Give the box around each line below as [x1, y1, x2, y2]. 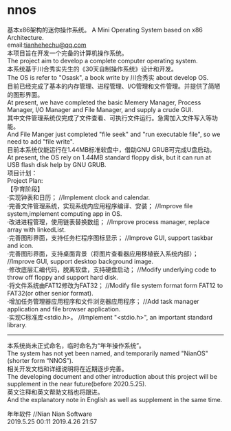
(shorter [7, 356, 30, 364]
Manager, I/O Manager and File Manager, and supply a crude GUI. [7, 105, 194, 113]
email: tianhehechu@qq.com [7, 41, 87, 49]
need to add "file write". [7, 137, 74, 146]
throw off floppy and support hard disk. [7, 273, 118, 281]
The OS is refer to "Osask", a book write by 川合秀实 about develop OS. [7, 73, 209, 81]
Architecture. [7, 33, 45, 41]
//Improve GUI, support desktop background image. [7, 257, 153, 265]
